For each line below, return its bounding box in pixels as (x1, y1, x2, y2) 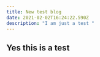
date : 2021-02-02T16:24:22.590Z (6, 15, 89, 21)
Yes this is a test (6, 42, 70, 53)
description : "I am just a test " (6, 20, 95, 26)
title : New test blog (6, 8, 62, 15)
